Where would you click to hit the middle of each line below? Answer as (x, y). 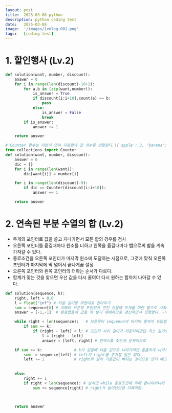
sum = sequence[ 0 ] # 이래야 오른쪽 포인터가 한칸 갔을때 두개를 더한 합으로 (86, 308)
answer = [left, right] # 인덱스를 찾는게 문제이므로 (94, 340)
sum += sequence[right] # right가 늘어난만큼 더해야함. (88, 388)
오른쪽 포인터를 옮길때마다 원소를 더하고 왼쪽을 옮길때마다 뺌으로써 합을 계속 (89, 245)
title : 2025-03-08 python (34, 15)
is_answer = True (51, 94)
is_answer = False (61, 112)
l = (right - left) (62, 336)
